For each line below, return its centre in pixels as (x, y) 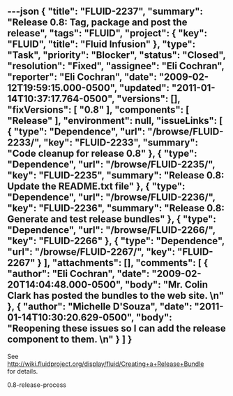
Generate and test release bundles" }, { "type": (112, 219)
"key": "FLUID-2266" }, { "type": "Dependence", (116, 241)
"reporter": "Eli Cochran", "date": (82, 77)
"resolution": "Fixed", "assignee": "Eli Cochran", (116, 66)
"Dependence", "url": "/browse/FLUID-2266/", (112, 230)
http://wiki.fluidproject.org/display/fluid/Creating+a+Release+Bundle (106, 364)
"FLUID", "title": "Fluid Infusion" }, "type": (102, 44)
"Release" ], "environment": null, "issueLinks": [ (115, 121)
